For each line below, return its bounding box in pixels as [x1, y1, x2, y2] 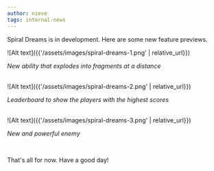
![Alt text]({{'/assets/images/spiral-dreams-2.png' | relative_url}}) [7, 82, 191, 90]
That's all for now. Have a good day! [7, 155, 109, 164]
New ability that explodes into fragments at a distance [7, 62, 161, 70]
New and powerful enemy [7, 129, 80, 137]
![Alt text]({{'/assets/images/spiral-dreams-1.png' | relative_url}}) [7, 49, 191, 57]
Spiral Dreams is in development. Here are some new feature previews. [7, 35, 208, 43]
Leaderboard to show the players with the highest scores [7, 95, 169, 103]
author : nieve [7, 10, 48, 17]
